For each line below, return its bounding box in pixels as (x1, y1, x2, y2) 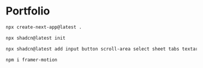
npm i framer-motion (5, 57, 58, 63)
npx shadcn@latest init (5, 35, 66, 41)
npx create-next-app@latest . (5, 24, 82, 30)
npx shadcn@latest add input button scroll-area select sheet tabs (5, 46, 180, 52)
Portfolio (5, 4, 50, 18)
